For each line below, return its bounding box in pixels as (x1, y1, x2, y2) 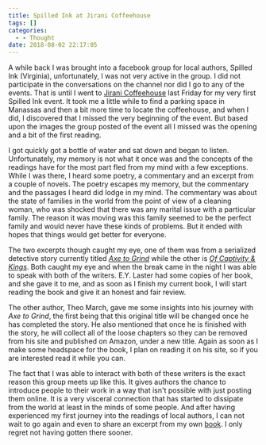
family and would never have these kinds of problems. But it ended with (8, 221, 243, 231)
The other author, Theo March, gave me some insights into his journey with (8, 303, 254, 313)
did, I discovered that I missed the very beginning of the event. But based (8, 113, 249, 123)
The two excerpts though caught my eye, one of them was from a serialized (8, 245, 256, 255)
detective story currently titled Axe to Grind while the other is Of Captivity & (8, 254, 256, 263)
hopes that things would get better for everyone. (8, 230, 167, 240)
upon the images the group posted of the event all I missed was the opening (8, 122, 257, 132)
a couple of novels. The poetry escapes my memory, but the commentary (8, 179, 249, 189)
